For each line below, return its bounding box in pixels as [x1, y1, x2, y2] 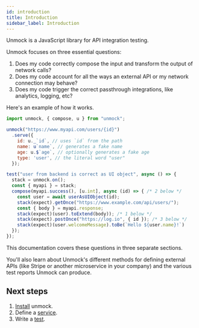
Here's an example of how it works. [6, 104, 95, 111]
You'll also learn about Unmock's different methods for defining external [6, 255, 186, 263]
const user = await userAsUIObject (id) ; [17, 194, 120, 200]
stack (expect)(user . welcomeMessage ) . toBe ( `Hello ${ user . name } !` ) [17, 222, 185, 228]
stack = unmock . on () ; [11, 177, 66, 183]
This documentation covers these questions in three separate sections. [6, 244, 183, 251]
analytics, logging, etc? [14, 92, 73, 100]
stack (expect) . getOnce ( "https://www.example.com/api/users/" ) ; [17, 199, 180, 206]
